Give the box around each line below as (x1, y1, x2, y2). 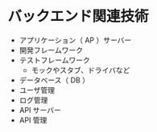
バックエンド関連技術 (7, 7, 150, 26)
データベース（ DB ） (19, 75, 90, 85)
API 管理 (19, 115, 48, 125)
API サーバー (19, 105, 61, 114)
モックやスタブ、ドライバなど (31, 65, 130, 74)
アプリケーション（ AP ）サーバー (19, 35, 132, 45)
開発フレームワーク (19, 45, 84, 54)
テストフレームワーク (19, 55, 90, 65)
